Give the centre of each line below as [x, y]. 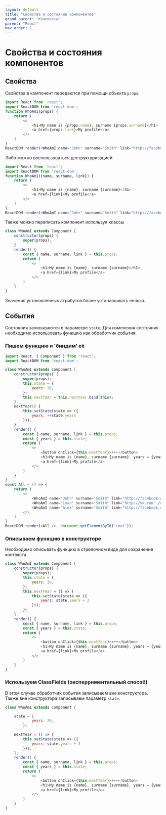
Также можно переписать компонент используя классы [65, 222]
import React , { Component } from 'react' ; [51, 356]
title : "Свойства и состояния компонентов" [51, 14]
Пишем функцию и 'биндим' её [45, 346]
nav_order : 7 [19, 28]
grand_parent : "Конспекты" [33, 19]
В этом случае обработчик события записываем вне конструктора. [77, 693]
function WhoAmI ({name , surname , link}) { [49, 176]
